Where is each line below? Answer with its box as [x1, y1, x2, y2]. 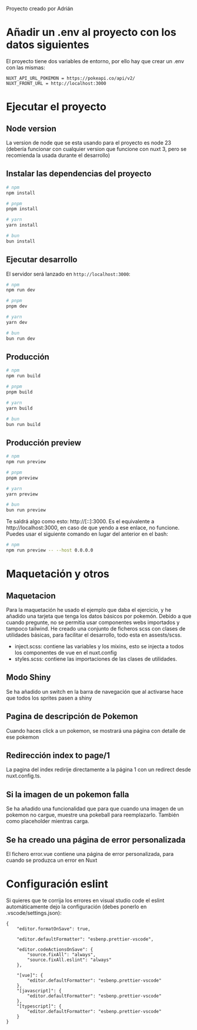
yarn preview [6, 491, 38, 497]
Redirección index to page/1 [6, 750, 111, 760]
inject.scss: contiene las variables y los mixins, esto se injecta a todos [14, 642, 184, 650]
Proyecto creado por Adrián [6, 5, 74, 12]
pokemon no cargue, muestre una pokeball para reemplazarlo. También [6, 811, 179, 819]
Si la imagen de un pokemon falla [6, 789, 129, 799]
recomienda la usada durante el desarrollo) [6, 152, 111, 159]
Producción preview [6, 438, 81, 448]
